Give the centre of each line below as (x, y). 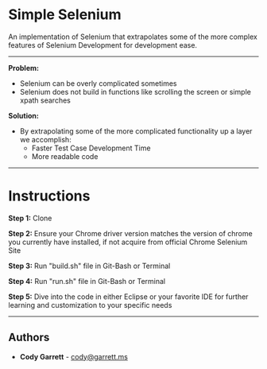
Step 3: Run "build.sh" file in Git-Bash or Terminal (89, 266)
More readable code (65, 156)
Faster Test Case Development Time (91, 148)
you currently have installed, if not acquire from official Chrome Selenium (128, 242)
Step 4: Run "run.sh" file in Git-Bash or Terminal (87, 281)
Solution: (24, 115)
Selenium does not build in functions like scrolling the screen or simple (135, 91)
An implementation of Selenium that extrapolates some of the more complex (133, 37)
